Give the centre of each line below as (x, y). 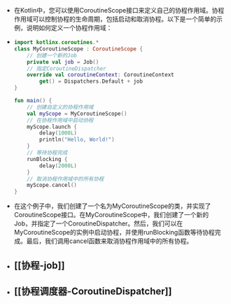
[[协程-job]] (39, 265)
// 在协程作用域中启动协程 (60, 120)
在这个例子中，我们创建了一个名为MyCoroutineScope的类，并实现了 (112, 206)
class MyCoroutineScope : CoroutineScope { (78, 49)
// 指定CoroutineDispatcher (66, 69)
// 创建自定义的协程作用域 (60, 107)
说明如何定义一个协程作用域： (69, 28)
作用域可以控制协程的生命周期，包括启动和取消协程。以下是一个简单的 (115, 19)
